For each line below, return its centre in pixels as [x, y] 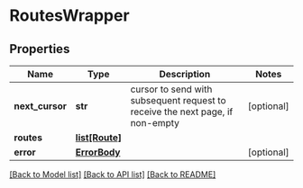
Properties [40, 49]
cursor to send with [171, 89]
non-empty [155, 123]
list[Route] [98, 138]
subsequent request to [179, 100]
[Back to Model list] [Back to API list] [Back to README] [113, 175]
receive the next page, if [182, 112]
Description [185, 74]
